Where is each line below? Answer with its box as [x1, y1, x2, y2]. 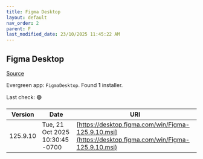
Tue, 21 [42, 120, 65, 129]
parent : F [6, 25, 31, 32]
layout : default [6, 15, 47, 21]
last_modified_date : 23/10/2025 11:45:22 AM [6, 31, 120, 37]
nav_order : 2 [6, 20, 39, 26]
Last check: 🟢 [6, 93, 42, 100]
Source [6, 70, 24, 77]
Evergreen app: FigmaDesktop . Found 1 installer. [6, 81, 123, 88]
